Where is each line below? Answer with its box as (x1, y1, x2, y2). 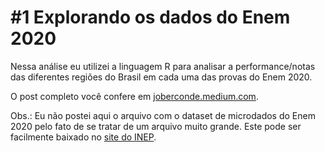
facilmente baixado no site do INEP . (10, 131, 157, 143)
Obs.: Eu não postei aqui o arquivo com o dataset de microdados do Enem (10, 109, 316, 121)
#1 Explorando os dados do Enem (10, 6, 291, 29)
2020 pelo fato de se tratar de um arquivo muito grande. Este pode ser (10, 120, 302, 132)
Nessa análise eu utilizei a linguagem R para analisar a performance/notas (10, 60, 316, 72)
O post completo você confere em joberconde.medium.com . (10, 90, 259, 102)
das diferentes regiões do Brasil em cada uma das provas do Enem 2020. (10, 71, 313, 83)
